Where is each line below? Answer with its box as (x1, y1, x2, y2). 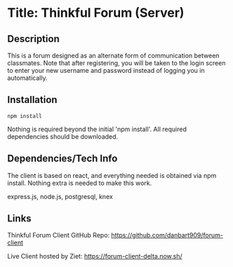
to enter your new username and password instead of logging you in (7, 67, 205, 74)
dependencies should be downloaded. (7, 132, 119, 141)
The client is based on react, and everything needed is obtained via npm (7, 171, 217, 179)
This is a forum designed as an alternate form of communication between (7, 51, 220, 60)
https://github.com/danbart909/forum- (111, 231, 223, 240)
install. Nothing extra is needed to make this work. (7, 179, 152, 187)
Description (7, 33, 60, 45)
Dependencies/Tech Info (7, 153, 118, 165)
